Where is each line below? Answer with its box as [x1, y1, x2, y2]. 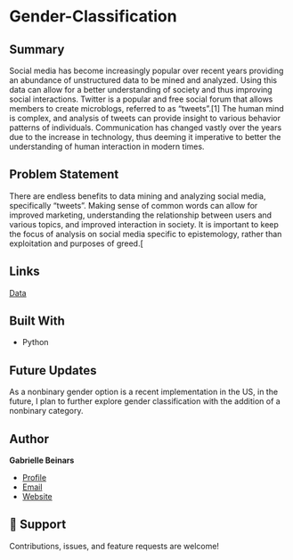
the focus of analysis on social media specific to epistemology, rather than [9, 228, 282, 239]
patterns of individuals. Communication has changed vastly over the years [9, 122, 282, 133]
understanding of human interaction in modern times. [9, 141, 205, 152]
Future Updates [9, 363, 97, 378]
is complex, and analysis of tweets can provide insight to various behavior [9, 113, 281, 123]
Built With [9, 314, 65, 329]
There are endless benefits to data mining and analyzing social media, [9, 190, 266, 202]
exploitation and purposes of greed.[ [9, 238, 144, 249]
